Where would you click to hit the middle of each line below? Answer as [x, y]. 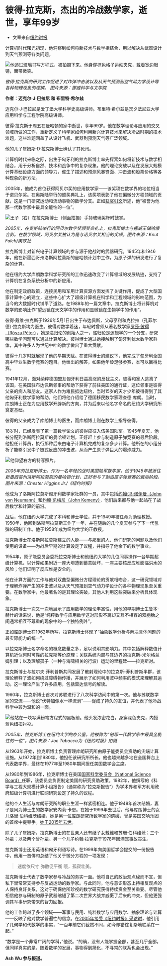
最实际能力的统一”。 [26, 638]
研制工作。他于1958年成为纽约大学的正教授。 [60, 529]
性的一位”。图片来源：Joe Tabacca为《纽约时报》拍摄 [61, 740]
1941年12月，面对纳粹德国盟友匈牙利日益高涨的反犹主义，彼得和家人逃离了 [82, 379]
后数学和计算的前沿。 [27, 506]
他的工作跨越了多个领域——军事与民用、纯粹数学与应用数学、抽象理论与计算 [83, 912]
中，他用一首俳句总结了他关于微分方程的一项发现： [57, 856]
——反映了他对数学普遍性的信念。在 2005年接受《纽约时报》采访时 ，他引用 [83, 918]
